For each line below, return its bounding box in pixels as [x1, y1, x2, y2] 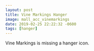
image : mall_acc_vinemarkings [5, 17, 70, 22]
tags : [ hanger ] [5, 26, 38, 31]
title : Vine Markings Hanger [5, 12, 67, 17]
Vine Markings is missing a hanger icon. [5, 40, 89, 46]
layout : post [5, 7, 33, 13]
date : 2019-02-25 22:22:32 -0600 [5, 21, 77, 27]
